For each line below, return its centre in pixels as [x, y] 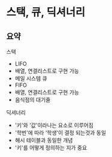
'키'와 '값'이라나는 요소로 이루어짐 [54, 125]
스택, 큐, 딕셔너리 [46, 12]
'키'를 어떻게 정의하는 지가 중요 [51, 148]
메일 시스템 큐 [31, 78]
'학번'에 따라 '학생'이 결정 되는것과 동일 [60, 133]
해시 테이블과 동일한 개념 [44, 140]
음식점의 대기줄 [33, 100]
